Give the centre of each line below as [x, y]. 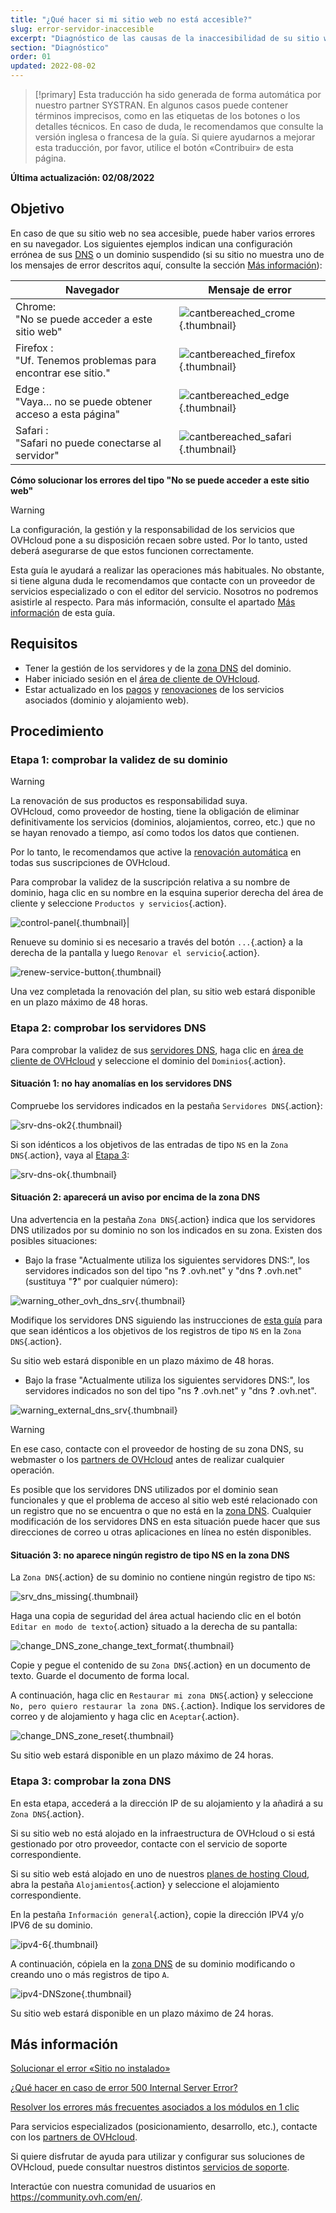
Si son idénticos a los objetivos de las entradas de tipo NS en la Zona [149, 1144]
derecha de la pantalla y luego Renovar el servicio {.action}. [135, 953]
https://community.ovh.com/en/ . [76, 2197]
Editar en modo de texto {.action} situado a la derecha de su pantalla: [154, 1627]
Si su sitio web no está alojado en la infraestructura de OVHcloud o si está [163, 1833]
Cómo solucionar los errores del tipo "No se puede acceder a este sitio [160, 480]
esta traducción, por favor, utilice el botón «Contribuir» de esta [164, 147]
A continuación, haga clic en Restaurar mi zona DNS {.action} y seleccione [162, 1695]
